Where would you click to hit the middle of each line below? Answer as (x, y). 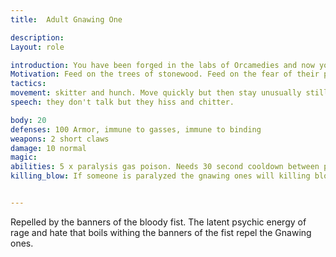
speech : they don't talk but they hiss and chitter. (122, 102)
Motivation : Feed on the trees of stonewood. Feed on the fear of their (165, 74)
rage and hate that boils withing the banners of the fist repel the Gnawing (161, 232)
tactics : (28, 84)
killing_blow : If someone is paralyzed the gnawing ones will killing (160, 176)
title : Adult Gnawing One (66, 19)
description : (37, 37)
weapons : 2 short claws (60, 139)
